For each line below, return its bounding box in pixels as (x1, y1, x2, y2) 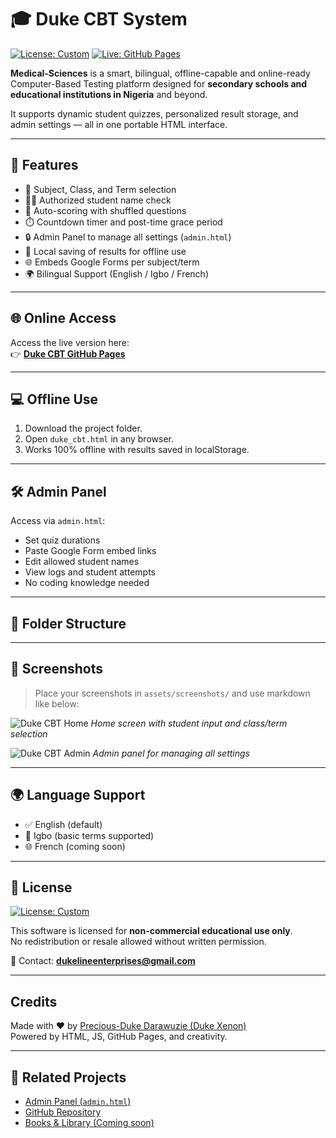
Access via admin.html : (10, 515, 106, 527)
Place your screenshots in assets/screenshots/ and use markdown (34, 687, 311, 699)
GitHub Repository (24, 1106, 102, 1118)
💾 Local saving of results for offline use (24, 245, 187, 257)
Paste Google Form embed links (24, 545, 157, 557)
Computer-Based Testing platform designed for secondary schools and (10, 77, 308, 90)
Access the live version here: (10, 336, 130, 348)
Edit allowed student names (24, 556, 140, 568)
